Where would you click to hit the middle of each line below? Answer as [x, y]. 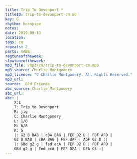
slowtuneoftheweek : [25, 61]
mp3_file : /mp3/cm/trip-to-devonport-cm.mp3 [52, 65]
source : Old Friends [28, 84]
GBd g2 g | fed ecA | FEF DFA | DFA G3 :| [59, 149]
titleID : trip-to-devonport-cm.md [41, 14]
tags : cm [14, 42]
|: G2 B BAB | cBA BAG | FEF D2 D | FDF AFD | [63, 135]
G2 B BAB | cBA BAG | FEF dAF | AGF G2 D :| [61, 140]
